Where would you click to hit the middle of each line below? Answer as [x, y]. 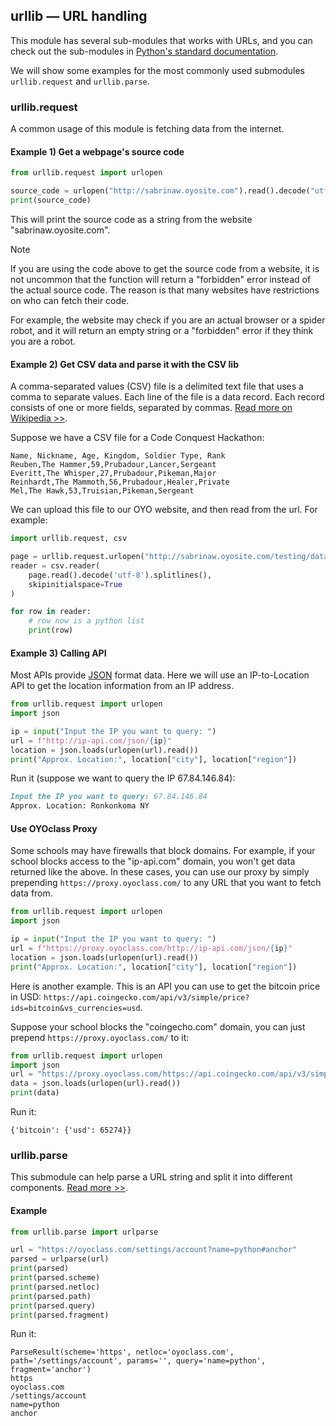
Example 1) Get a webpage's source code [97, 151]
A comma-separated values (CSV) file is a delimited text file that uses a [157, 386]
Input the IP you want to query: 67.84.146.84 [109, 797]
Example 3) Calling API [58, 653]
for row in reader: [51, 612]
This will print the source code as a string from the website [131, 219]
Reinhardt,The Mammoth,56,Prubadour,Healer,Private [120, 482]
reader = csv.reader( [55, 565]
